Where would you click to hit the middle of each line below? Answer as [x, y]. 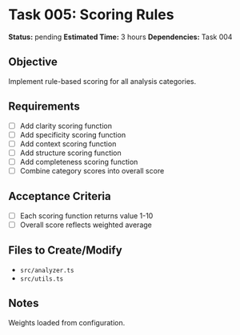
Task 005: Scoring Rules [91, 15]
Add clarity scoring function [66, 126]
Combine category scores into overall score [92, 170]
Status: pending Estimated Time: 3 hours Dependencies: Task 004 [120, 37]
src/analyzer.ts [47, 270]
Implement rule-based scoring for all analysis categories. [102, 81]
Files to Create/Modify [65, 251]
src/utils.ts [42, 279]
